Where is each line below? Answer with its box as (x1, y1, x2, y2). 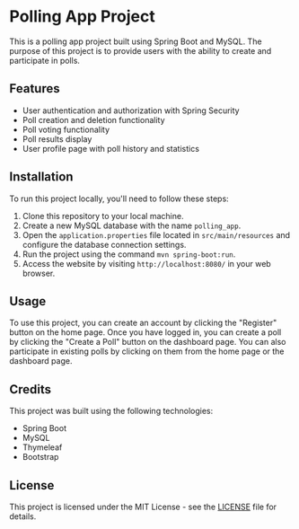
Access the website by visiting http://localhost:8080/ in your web (22, 258, 271, 269)
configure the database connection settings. (22, 239, 187, 250)
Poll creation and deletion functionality (22, 114, 165, 125)
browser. (22, 268, 56, 278)
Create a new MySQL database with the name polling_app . (22, 220, 242, 231)
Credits (9, 382, 52, 397)
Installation (9, 169, 74, 185)
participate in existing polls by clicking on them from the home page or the (9, 346, 285, 357)
